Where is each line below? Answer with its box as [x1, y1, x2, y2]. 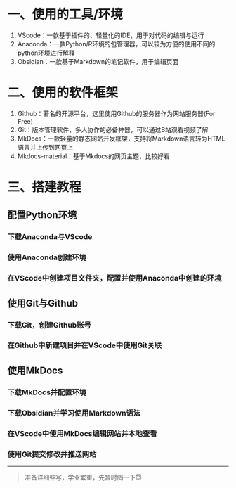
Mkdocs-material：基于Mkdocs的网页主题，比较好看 [17, 152, 170, 160]
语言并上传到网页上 [17, 143, 74, 151]
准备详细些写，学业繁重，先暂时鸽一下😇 [24, 473, 143, 482]
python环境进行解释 [17, 49, 75, 57]
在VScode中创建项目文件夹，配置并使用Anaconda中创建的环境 [7, 274, 222, 283]
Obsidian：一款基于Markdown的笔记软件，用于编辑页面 [17, 57, 179, 65]
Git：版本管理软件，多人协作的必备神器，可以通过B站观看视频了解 [17, 125, 209, 134]
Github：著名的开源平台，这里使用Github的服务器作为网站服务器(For [17, 109, 216, 117]
